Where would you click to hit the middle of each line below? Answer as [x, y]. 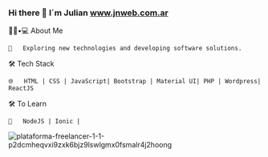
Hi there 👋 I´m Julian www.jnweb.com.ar [88, 13]
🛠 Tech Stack [31, 64]
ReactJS [21, 89]
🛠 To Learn [27, 104]
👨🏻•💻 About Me [36, 30]
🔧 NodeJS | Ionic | [45, 122]
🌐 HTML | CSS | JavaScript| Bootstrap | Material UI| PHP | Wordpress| [135, 82]
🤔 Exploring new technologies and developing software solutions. [125, 48]
